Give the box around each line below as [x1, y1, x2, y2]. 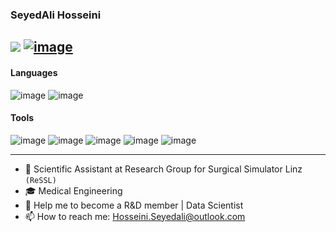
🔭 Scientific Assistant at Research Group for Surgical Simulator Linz [24, 163, 303, 175]
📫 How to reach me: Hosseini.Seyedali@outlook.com [24, 210, 246, 222]
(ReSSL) [24, 175, 57, 185]
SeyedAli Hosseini [10, 8, 102, 22]
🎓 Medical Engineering [24, 184, 123, 197]
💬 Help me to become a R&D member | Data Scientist [24, 199, 244, 211]
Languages [10, 66, 58, 78]
